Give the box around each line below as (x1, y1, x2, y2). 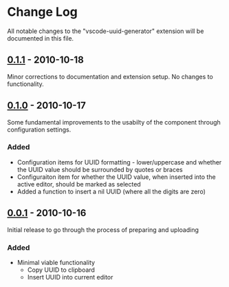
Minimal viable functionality (17, 258, 95, 266)
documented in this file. (7, 34, 74, 42)
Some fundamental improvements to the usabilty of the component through (7, 118, 221, 126)
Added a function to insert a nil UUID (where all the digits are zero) (17, 187, 206, 195)
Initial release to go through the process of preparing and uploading (7, 225, 199, 234)
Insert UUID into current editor (27, 273, 113, 281)
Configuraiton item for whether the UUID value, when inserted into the (17, 173, 216, 181)
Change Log (7, 4, 78, 20)
